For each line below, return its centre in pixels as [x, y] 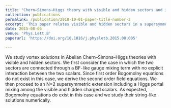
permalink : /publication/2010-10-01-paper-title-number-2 [68, 19]
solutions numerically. [28, 100]
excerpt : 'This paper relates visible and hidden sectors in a [74, 24]
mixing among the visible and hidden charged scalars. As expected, [76, 89]
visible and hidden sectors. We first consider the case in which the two [79, 62]
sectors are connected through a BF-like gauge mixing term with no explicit [84, 68]
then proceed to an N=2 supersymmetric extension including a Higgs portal [84, 84]
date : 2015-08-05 [24, 29]
